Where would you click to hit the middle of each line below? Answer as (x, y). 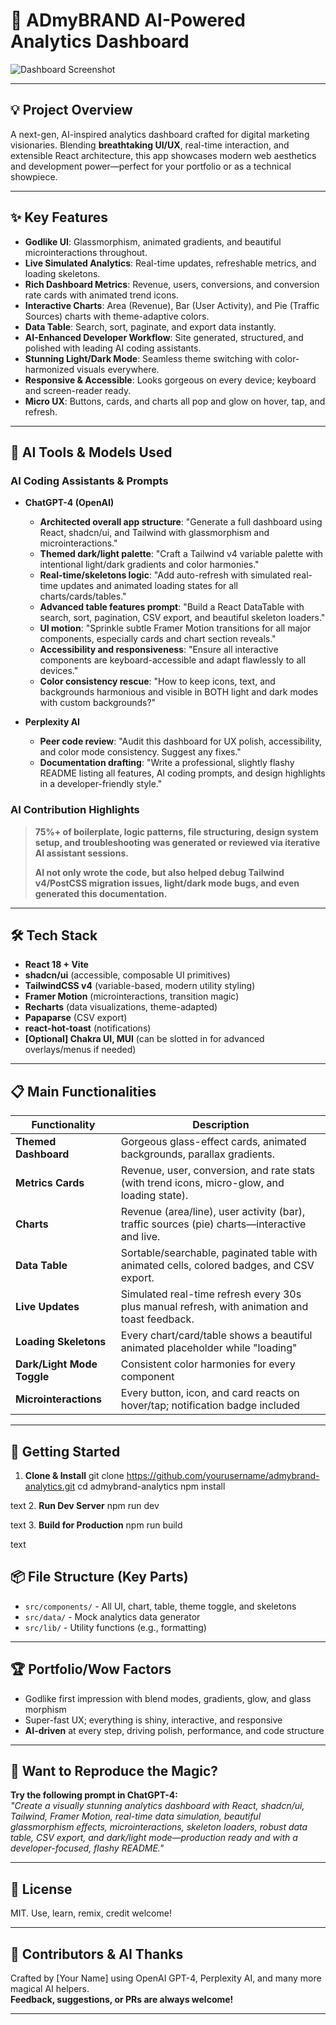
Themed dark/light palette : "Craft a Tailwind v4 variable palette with (181, 554)
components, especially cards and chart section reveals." (158, 639)
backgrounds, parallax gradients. (198, 1154)
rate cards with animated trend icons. (101, 295)
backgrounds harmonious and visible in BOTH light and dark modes (179, 692)
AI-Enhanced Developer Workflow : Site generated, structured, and (164, 337)
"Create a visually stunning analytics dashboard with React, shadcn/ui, (157, 1806)
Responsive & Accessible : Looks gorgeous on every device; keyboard (170, 380)
